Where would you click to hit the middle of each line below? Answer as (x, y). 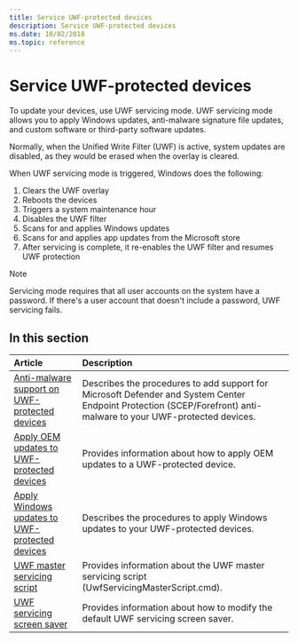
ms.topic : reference (47, 42)
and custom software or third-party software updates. (108, 130)
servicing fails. (36, 310)
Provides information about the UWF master (173, 565)
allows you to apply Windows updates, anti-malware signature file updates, (146, 120)
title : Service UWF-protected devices (81, 17)
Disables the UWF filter (64, 219)
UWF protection (51, 257)
